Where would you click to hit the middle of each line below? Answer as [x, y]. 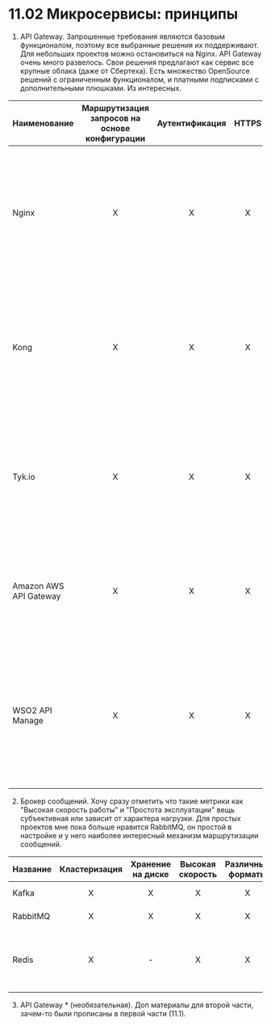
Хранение [151, 864]
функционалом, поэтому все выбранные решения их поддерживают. [140, 45]
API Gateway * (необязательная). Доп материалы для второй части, [137, 1005]
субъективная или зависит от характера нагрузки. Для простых [131, 818]
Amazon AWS [38, 586]
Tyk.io [24, 477]
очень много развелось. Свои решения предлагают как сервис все [137, 62]
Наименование [43, 123]
